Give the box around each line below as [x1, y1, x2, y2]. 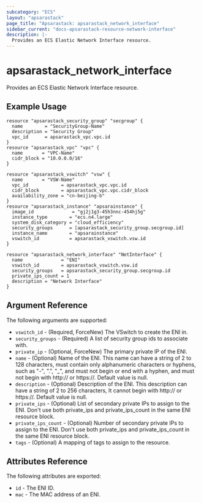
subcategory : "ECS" [6, 9, 56, 15]
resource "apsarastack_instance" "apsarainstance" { [6, 203, 143, 210]
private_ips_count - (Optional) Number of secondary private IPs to [15, 419, 184, 427]
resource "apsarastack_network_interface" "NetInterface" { [6, 251, 163, 257]
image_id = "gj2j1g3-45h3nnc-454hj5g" [12, 208, 146, 215]
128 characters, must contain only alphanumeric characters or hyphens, [15, 361, 197, 368]
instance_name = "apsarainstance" [12, 230, 119, 236]
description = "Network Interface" [12, 278, 103, 284]
